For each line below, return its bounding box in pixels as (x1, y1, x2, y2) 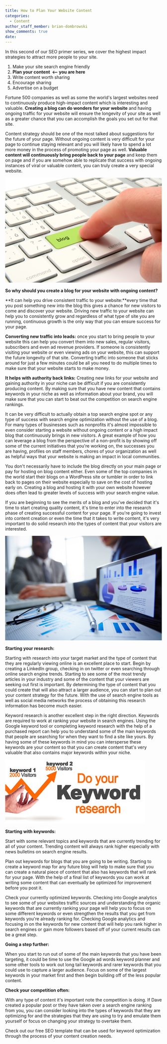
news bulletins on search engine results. (5, 849, 88, 855)
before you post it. (5, 885, 43, 891)
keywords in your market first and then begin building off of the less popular (5, 972, 161, 978)
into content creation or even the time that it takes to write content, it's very (5, 515, 160, 521)
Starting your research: (5, 645, 55, 651)
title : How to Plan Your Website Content (5, 8, 92, 13)
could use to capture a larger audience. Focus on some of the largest (5, 967, 147, 973)
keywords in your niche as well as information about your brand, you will (5, 391, 153, 397)
